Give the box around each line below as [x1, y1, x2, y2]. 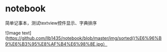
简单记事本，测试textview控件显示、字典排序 [5, 20, 97, 26]
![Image [5, 30, 21, 36]
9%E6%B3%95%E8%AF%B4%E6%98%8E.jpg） [5, 41, 108, 47]
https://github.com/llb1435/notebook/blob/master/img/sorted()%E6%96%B [6, 35, 162, 41]
